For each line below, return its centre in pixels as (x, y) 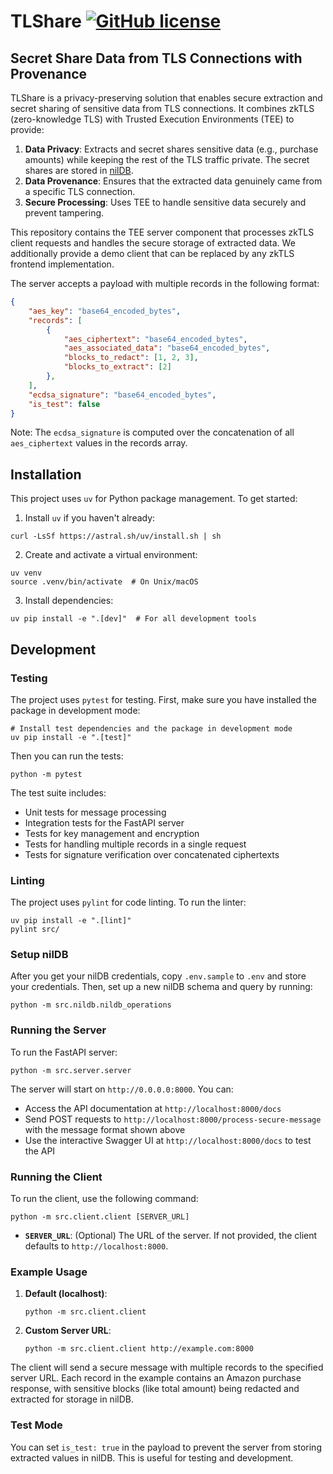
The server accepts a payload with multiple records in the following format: (165, 283)
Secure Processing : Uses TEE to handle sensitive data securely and (165, 202)
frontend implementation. (62, 264)
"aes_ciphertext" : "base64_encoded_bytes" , (155, 339)
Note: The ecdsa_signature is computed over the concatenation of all (152, 432)
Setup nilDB (39, 955)
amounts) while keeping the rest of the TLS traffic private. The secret (167, 159)
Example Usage (49, 1272)
